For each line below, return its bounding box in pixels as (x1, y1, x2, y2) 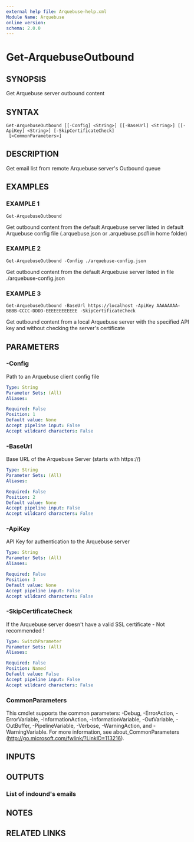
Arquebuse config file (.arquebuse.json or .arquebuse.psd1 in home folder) (6, 230, 188, 237)
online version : (6, 20, 46, 25)
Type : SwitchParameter (6, 638, 62, 644)
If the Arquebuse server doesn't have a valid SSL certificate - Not (6, 621, 165, 628)
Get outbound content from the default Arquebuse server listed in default (6, 223, 184, 231)
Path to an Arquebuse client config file (6, 373, 100, 380)
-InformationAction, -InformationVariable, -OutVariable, (41, 716, 175, 723)
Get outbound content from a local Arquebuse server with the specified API (6, 318, 189, 325)
